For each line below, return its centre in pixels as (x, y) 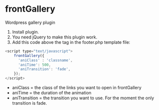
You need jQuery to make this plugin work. (54, 37)
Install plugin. (25, 32)
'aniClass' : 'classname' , (45, 60)
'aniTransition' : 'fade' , (44, 69)
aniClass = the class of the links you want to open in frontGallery (77, 88)
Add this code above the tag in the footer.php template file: (71, 42)
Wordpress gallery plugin (30, 22)
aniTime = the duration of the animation (52, 93)
